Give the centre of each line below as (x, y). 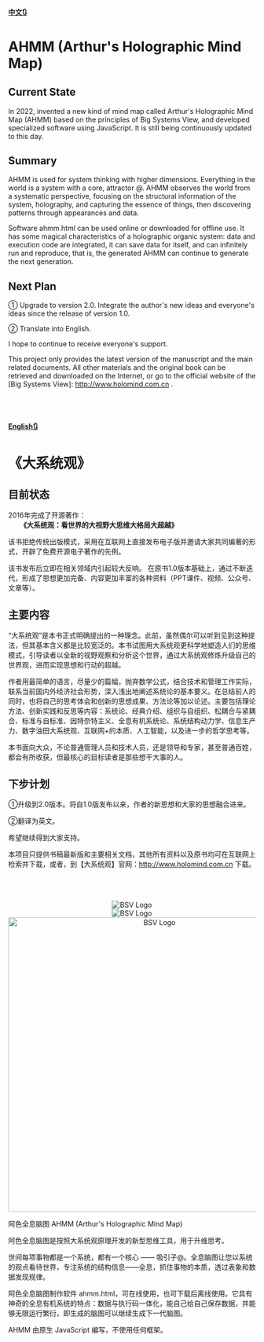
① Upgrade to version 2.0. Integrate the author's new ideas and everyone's (132, 305)
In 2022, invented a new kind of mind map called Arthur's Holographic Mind (131, 111)
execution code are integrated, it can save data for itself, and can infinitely (128, 245)
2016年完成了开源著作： (47, 515)
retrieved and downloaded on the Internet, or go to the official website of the (132, 376)
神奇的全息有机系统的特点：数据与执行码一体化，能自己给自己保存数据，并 (128, 1304)
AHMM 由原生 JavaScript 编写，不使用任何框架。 (88, 1330)
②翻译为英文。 (34, 821)
